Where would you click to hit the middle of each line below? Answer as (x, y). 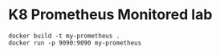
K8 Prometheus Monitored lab (110, 15)
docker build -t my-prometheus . (64, 36)
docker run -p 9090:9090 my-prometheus (75, 43)
